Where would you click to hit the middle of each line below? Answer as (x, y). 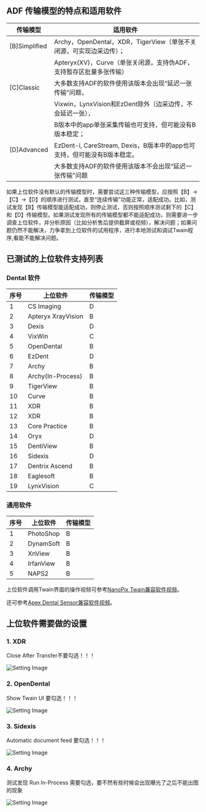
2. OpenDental (28, 684)
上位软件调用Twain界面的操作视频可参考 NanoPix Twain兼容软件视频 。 (94, 589)
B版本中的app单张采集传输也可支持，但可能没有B (125, 125)
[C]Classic (25, 87)
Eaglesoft (41, 476)
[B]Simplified (28, 46)
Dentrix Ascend (50, 466)
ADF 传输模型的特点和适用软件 (64, 11)
